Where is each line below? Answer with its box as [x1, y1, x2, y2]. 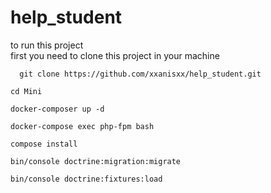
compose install [10, 139, 78, 149]
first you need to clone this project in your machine [10, 49, 220, 61]
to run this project [10, 39, 84, 51]
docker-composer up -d [10, 104, 105, 114]
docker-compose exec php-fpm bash [10, 121, 155, 131]
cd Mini [10, 86, 43, 96]
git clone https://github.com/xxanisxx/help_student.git [19, 69, 262, 79]
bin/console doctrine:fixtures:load [10, 174, 163, 184]
